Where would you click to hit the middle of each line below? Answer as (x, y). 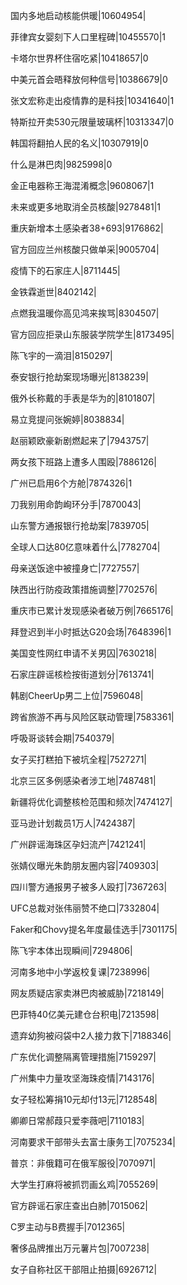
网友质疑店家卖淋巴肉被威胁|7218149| (87, 993)
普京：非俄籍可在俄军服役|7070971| (83, 1163)
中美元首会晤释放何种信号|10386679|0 (89, 79)
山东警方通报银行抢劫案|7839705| (80, 525)
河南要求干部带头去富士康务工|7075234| (93, 1142)
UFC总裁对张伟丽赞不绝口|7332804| (85, 908)
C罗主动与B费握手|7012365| (68, 1227)
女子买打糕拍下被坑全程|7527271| (79, 759)
